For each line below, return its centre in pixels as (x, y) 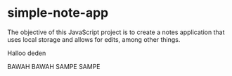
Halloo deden (27, 53)
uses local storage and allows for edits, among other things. (94, 39)
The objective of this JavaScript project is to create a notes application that (116, 32)
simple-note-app (58, 13)
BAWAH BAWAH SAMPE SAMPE (54, 66)
